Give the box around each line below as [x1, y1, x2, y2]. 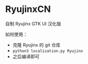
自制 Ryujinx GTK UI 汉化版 [5, 20, 62, 26]
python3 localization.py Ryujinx [12, 48, 83, 53]
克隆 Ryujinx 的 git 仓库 [12, 41, 61, 48]
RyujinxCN [5, 3, 51, 15]
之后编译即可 [12, 53, 39, 59]
